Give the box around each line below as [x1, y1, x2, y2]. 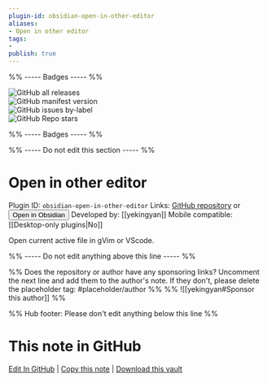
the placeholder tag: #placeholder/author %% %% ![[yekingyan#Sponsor [8, 284, 255, 293]
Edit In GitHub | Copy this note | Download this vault [8, 363, 183, 374]
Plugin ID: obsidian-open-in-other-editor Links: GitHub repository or [8, 200, 241, 210]
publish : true [8, 50, 57, 58]
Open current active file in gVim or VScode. [8, 235, 155, 245]
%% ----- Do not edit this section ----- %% [8, 145, 156, 154]
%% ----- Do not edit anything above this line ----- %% [8, 251, 196, 261]
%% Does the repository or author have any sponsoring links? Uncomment [8, 267, 260, 276]
